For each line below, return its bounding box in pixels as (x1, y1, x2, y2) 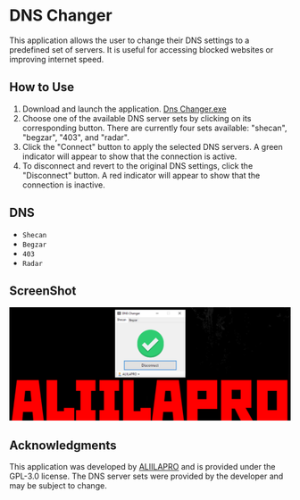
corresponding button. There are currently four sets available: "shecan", (21, 122, 287, 133)
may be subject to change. (9, 480, 107, 491)
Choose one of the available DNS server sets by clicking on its (21, 112, 252, 123)
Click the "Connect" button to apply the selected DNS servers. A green (21, 141, 283, 152)
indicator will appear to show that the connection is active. (21, 151, 237, 162)
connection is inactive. (21, 179, 105, 190)
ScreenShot (9, 283, 77, 298)
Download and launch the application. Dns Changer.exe (21, 104, 227, 114)
